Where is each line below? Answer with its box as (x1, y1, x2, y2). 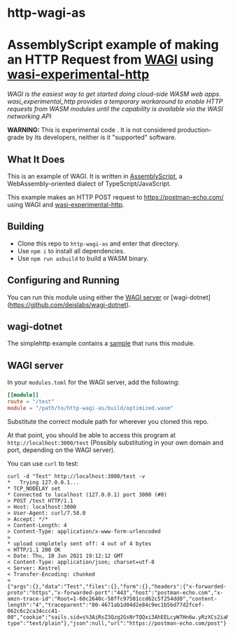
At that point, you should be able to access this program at (7, 430, 176, 439)
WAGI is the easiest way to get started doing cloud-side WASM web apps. (7, 90, 222, 99)
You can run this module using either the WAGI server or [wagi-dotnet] (7, 293, 211, 302)
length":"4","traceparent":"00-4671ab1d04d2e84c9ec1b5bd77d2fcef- (7, 601, 205, 608)
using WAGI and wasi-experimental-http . (7, 200, 124, 209)
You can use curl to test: (7, 459, 79, 467)
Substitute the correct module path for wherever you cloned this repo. (7, 417, 209, 425)
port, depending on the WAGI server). (7, 446, 115, 454)
